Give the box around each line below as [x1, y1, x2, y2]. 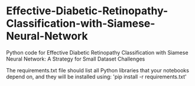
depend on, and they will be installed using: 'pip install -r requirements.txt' [6, 73, 187, 80]
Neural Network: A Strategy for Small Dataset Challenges [6, 55, 145, 62]
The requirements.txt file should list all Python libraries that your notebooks [6, 66, 189, 74]
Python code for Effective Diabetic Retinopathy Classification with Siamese [6, 49, 188, 56]
